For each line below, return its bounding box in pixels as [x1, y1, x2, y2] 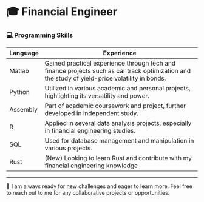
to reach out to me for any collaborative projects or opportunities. [6, 189, 170, 197]
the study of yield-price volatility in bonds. [44, 74, 166, 82]
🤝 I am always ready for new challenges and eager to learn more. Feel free [6, 183, 192, 190]
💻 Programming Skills [6, 31, 73, 39]
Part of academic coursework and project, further [44, 101, 186, 110]
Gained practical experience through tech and [44, 59, 176, 67]
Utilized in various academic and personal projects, [44, 84, 191, 93]
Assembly [9, 106, 38, 114]
